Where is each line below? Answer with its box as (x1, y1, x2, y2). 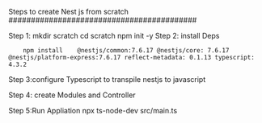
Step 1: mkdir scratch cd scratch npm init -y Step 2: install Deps (8, 31, 220, 40)
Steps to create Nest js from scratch (8, 7, 129, 16)
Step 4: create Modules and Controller (8, 90, 136, 100)
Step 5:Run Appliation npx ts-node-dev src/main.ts (8, 106, 178, 115)
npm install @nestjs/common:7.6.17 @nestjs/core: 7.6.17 (23, 47, 230, 55)
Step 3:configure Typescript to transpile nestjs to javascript (8, 75, 206, 84)
